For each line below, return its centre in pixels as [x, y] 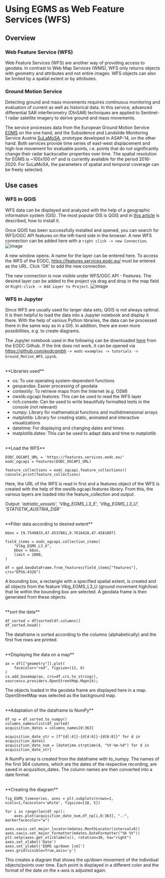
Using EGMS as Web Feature [65, 9]
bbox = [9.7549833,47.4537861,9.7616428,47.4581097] [61, 533]
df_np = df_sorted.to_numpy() [36, 720]
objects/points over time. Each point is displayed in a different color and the [82, 865]
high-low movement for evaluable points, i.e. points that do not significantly [82, 149]
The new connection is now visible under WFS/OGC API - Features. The [78, 275]
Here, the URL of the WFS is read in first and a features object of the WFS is [82, 484]
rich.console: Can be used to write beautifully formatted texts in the [81, 402]
